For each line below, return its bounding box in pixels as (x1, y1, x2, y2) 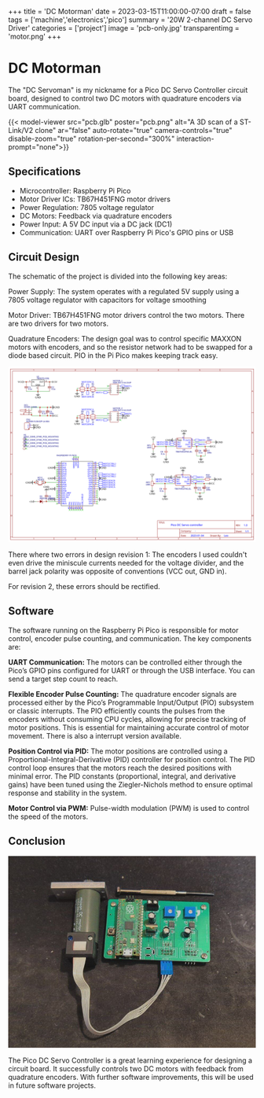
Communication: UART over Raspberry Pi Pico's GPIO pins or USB (19, 227, 234, 237)
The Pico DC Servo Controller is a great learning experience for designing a (8, 1056, 253, 1065)
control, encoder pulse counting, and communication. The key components (8, 633, 252, 643)
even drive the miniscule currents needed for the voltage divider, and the (8, 558, 244, 567)
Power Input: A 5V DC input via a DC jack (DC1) (19, 219, 173, 229)
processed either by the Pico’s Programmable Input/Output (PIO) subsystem (8, 698, 255, 707)
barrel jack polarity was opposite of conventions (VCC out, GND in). (8, 566, 227, 576)
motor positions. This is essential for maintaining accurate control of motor (8, 723, 250, 732)
